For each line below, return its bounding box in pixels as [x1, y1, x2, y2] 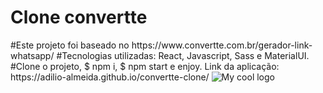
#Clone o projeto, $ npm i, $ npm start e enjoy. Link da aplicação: [10, 60, 280, 72]
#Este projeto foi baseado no [10, 39, 130, 51]
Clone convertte [10, 6, 148, 29]
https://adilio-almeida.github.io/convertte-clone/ [10, 71, 210, 83]
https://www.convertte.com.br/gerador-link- [131, 39, 313, 51]
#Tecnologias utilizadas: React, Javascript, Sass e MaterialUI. [56, 49, 310, 61]
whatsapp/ [10, 49, 55, 61]
